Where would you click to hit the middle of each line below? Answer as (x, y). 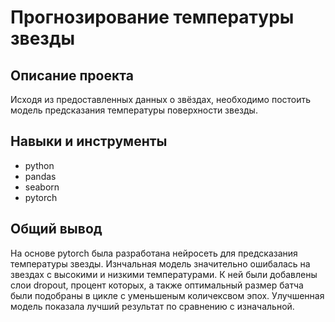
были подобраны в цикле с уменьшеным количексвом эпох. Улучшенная (167, 295)
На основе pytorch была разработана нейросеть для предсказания (154, 253)
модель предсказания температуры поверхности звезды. (134, 110)
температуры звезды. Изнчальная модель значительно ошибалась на (160, 263)
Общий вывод (56, 229)
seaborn (42, 187)
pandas (40, 176)
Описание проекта (72, 75)
